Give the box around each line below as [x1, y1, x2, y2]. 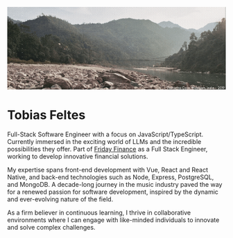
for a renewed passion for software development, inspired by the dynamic [7, 187, 218, 196]
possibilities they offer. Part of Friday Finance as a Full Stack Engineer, [7, 145, 208, 154]
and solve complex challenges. [7, 223, 96, 232]
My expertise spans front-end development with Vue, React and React [7, 166, 208, 174]
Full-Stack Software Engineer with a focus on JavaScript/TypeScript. [7, 130, 204, 138]
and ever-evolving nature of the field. [7, 195, 114, 203]
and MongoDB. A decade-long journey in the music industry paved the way [7, 181, 223, 189]
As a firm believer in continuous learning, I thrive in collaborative [7, 208, 191, 217]
